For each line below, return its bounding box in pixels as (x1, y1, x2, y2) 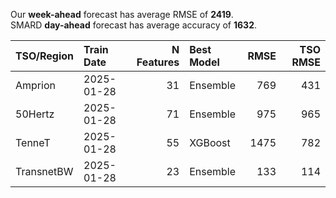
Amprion (15, 79, 56, 92)
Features (136, 55, 180, 69)
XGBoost (189, 136, 231, 149)
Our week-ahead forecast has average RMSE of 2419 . (10, 9, 234, 20)
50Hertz (15, 107, 55, 121)
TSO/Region (15, 49, 75, 63)
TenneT (15, 136, 51, 149)
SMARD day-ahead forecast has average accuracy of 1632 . (10, 19, 258, 31)
